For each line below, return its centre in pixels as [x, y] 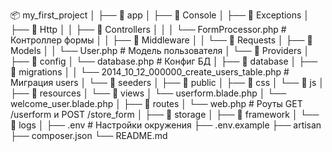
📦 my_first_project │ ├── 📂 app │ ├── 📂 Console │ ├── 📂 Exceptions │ [160, 15]
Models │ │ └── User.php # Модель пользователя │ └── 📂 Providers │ [160, 50]
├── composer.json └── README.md [89, 135]
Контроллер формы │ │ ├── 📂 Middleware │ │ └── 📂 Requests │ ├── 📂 [161, 40]
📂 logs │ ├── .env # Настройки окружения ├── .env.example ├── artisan [166, 125]
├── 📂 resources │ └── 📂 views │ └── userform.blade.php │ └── [148, 93]
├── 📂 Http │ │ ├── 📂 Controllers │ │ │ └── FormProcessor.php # [148, 29]
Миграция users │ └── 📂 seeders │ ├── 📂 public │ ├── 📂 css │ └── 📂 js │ [167, 82]
